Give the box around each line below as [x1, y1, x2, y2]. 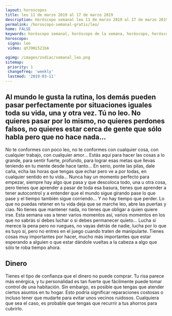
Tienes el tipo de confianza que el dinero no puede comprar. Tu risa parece [5, 272, 164, 279]
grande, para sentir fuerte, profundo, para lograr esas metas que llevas [5, 157, 155, 163]
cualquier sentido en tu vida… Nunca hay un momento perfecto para [5, 174, 149, 180]
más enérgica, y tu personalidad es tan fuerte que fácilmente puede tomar [5, 278, 162, 284]
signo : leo [7, 41, 31, 46]
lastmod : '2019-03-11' [7, 74, 56, 79]
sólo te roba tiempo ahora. [5, 244, 61, 250]
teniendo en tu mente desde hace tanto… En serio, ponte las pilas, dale [5, 162, 155, 169]
